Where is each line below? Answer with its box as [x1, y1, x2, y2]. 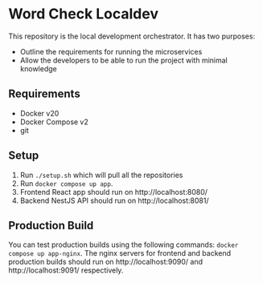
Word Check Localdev [8, 5, 159, 23]
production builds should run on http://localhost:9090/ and [8, 257, 203, 267]
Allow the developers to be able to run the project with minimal [19, 55, 228, 65]
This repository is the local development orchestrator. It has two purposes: [8, 31, 256, 41]
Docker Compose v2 [19, 117, 88, 127]
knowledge [19, 63, 58, 73]
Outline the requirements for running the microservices [19, 46, 203, 56]
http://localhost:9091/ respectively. [8, 265, 124, 275]
